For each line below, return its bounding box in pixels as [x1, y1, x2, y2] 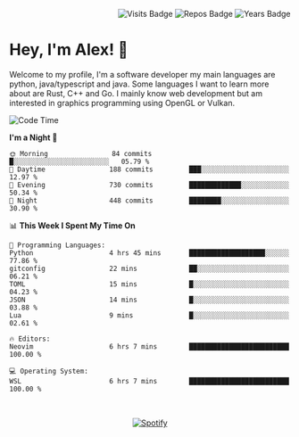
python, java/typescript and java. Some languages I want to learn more [9, 78, 270, 89]
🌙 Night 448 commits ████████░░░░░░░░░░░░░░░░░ [9, 196, 290, 205]
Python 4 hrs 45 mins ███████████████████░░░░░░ [9, 248, 290, 258]
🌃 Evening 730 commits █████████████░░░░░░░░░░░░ [9, 180, 290, 189]
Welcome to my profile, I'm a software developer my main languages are [9, 69, 276, 79]
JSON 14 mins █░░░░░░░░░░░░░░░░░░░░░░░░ [9, 295, 290, 304]
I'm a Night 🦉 [9, 132, 58, 143]
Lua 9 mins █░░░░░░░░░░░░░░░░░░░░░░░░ [9, 310, 290, 320]
